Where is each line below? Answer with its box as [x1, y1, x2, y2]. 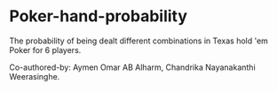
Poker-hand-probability [9, 6, 188, 27]
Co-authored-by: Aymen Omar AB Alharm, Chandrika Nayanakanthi [9, 62, 256, 72]
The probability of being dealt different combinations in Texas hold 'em [9, 35, 269, 46]
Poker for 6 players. [9, 44, 82, 55]
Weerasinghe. [9, 71, 60, 81]
